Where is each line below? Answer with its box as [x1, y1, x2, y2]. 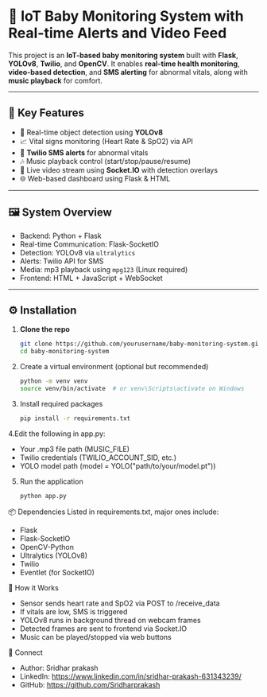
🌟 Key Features [8, 107, 85, 120]
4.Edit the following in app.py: [8, 429, 106, 438]
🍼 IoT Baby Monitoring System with [8, 7, 244, 25]
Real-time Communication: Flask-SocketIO [19, 239, 159, 249]
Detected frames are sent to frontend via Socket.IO [19, 624, 188, 633]
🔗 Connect [8, 648, 44, 657]
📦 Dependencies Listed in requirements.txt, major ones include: [8, 507, 219, 516]
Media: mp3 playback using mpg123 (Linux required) [19, 264, 188, 274]
